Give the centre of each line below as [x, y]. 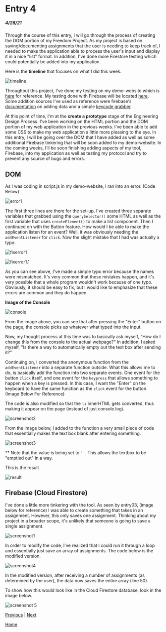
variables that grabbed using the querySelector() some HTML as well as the [83, 216]
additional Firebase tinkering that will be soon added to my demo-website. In [83, 143]
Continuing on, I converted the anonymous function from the [67, 362]
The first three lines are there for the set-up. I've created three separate [78, 211]
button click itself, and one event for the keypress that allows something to [82, 378]
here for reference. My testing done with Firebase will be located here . [77, 96]
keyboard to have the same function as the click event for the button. [76, 388]
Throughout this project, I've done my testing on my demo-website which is [83, 91]
